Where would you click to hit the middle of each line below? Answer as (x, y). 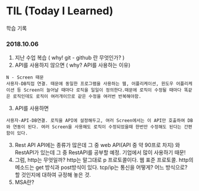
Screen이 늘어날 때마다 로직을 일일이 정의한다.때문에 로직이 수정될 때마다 (102, 90)
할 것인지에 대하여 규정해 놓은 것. (53, 175)
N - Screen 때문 (25, 78)
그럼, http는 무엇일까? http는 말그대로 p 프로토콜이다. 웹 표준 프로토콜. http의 (104, 160)
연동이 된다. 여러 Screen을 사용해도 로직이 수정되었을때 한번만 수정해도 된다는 (97, 127)
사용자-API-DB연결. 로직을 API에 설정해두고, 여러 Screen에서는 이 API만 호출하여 (96, 121)
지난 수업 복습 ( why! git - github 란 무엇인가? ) (70, 58)
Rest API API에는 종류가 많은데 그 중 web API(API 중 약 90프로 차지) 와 (97, 145)
